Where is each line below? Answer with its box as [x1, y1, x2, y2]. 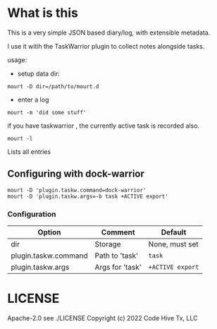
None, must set [148, 239, 199, 249]
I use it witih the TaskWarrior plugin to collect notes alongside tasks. [7, 42, 205, 50]
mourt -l [7, 135, 33, 142]
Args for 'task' [94, 263, 142, 273]
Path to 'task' [94, 251, 139, 261]
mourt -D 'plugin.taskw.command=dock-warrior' [7, 186, 147, 193]
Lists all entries [7, 147, 51, 156]
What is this [7, 5, 79, 21]
